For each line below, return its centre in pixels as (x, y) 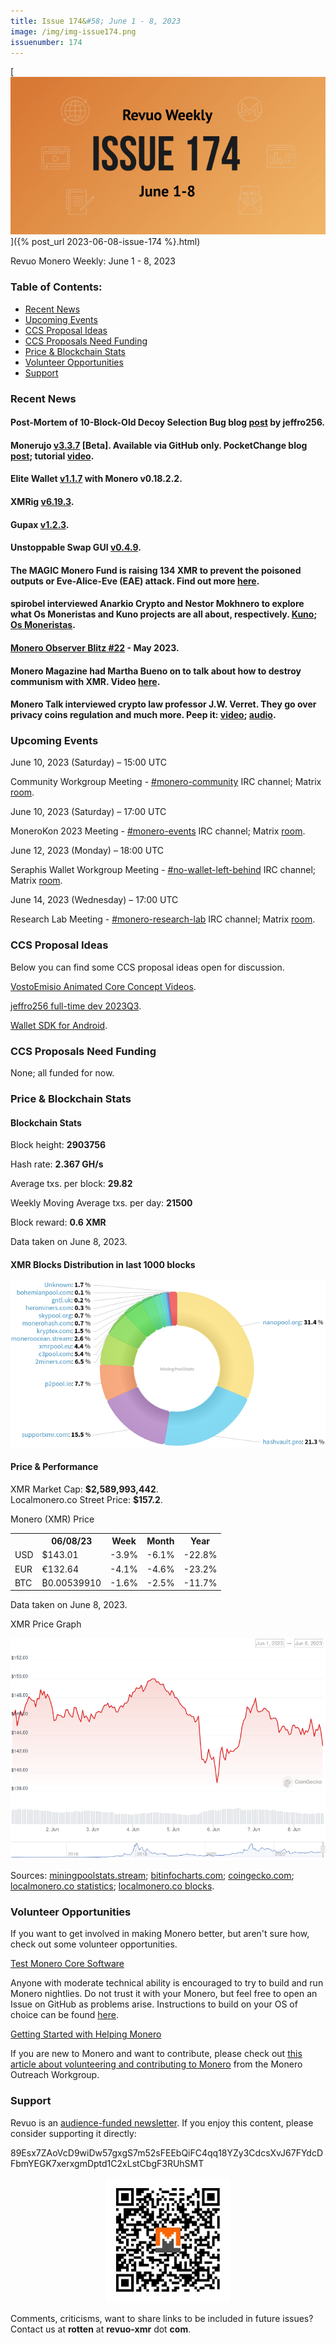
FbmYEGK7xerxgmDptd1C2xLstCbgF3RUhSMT (107, 2163)
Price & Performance (54, 1466)
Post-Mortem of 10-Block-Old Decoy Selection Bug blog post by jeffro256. (168, 422)
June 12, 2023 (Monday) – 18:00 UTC (87, 851)
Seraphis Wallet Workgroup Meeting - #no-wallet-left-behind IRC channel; (163, 870)
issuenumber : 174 (46, 42)
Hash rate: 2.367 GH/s (57, 1164)
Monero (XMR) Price (52, 1519)
